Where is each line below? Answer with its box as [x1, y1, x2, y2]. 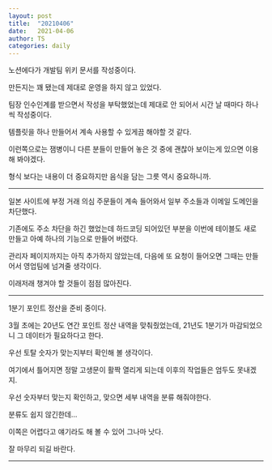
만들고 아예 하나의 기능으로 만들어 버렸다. [8, 234, 138, 244]
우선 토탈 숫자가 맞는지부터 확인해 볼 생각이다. [8, 348, 154, 357]
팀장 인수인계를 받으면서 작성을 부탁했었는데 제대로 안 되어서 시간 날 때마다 [8, 100, 244, 109]
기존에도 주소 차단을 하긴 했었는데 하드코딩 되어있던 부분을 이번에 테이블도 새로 [8, 224, 257, 233]
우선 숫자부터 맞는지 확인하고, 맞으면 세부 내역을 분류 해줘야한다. [8, 392, 212, 402]
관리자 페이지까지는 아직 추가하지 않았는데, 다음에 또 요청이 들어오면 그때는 [8, 251, 244, 261]
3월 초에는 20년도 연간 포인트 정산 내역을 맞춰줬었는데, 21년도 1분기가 [8, 321, 228, 331]
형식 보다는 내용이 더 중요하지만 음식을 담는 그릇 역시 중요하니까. [8, 172, 212, 182]
